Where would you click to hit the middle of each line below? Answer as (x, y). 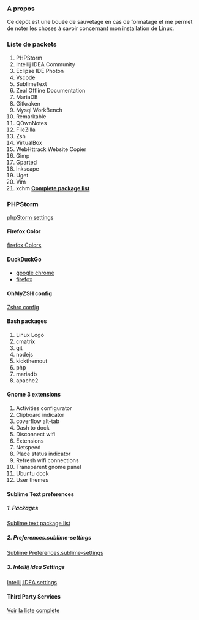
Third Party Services (34, 596)
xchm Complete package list (53, 188)
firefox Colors (24, 245)
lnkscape (27, 169)
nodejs (24, 354)
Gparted (26, 162)
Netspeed (28, 447)
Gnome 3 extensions (34, 395)
